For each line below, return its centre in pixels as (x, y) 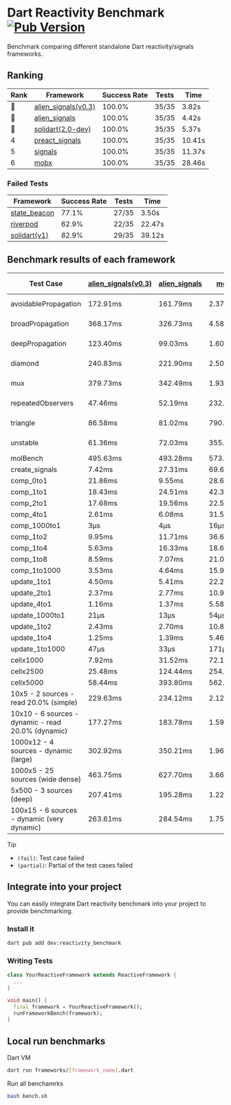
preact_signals (57, 140)
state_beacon (33, 213)
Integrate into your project (64, 887)
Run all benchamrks (35, 1083)
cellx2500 (27, 671)
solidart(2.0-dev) (63, 129)
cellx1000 (27, 660)
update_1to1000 (38, 649)
